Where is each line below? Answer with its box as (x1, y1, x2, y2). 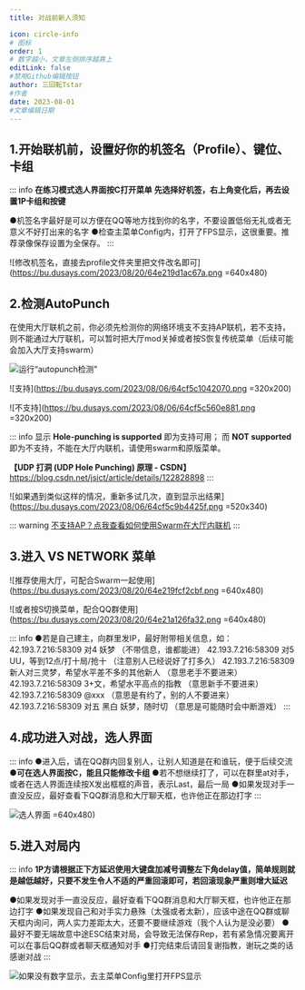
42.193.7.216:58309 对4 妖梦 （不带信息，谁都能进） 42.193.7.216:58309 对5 (9, 644, 295, 655)
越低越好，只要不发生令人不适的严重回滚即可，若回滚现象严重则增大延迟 (16, 876, 288, 886)
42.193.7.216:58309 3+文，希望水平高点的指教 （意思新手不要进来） (9, 678, 264, 688)
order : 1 (9, 46, 43, 55)
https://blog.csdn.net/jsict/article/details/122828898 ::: (9, 472, 214, 482)
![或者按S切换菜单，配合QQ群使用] (9, 603, 139, 614)
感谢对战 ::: (9, 951, 52, 963)
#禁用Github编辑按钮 (9, 72, 79, 82)
